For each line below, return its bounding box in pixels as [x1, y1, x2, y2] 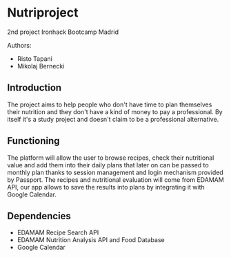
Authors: [7, 41, 32, 49]
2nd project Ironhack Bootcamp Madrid [7, 28, 119, 36]
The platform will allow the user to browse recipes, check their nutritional [7, 154, 214, 162]
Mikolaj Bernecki [17, 62, 65, 70]
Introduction [7, 82, 62, 94]
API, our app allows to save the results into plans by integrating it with [7, 183, 205, 191]
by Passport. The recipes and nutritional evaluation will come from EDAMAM [7, 175, 224, 184]
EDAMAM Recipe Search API [17, 228, 99, 237]
